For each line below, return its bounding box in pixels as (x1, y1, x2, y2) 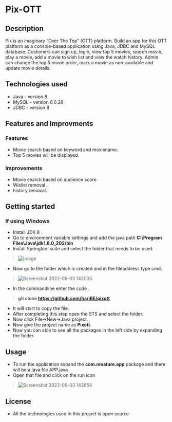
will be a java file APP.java (12, 366, 68, 373)
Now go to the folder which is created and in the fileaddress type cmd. (12, 266, 163, 272)
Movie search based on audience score (12, 176, 97, 182)
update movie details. (5, 65, 51, 71)
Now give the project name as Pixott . (12, 322, 91, 328)
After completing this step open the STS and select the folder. (12, 311, 144, 317)
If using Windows (5, 217, 50, 225)
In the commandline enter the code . (12, 285, 90, 291)
